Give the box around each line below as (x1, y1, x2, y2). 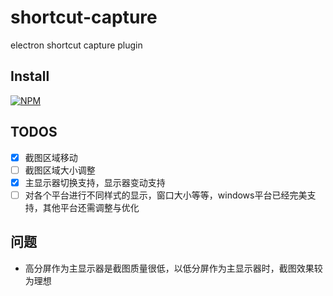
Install (10, 68, 50, 85)
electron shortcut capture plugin (10, 39, 143, 51)
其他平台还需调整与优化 (42, 201, 140, 213)
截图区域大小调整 (24, 164, 96, 176)
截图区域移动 (24, 151, 78, 163)
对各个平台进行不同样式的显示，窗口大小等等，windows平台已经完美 (24, 189, 308, 201)
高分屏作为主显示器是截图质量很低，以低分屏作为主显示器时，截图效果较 (24, 262, 323, 274)
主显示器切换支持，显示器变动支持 (24, 176, 166, 188)
